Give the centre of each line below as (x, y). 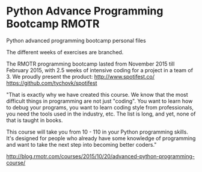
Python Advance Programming (85, 11)
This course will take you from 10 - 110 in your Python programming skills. (97, 132)
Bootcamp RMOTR (53, 24)
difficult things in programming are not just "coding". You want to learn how (99, 101)
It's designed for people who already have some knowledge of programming (101, 138)
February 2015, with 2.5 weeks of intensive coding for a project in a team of (100, 70)
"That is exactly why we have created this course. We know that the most (97, 94)
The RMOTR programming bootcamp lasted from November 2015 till (90, 64)
